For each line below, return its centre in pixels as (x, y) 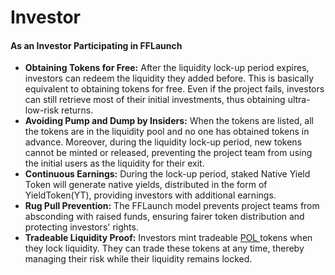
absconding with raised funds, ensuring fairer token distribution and (164, 217)
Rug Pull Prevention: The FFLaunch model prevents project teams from (172, 206)
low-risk (42, 110)
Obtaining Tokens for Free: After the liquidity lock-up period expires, (167, 68)
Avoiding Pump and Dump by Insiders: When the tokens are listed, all (169, 121)
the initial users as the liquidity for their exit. (114, 163)
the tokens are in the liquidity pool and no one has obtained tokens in (167, 132)
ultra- (299, 100)
